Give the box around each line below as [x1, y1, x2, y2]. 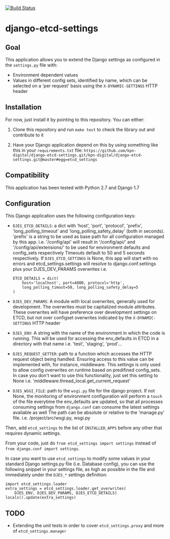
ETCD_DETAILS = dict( [12, 276, 59, 281]
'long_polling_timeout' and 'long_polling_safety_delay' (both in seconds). [12, 228, 165, 235]
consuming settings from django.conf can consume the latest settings [12, 404, 160, 410]
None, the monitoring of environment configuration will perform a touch [12, 393, 162, 400]
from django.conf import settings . [5, 446, 80, 452]
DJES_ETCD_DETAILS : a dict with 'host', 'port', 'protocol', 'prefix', [12, 223, 143, 229]
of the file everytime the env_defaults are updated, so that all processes [12, 399, 163, 405]
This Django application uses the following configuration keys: [5, 213, 136, 219]
